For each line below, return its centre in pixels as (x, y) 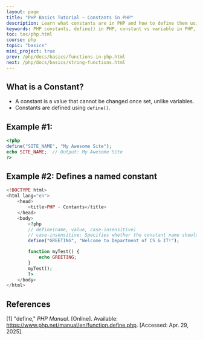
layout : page (23, 12)
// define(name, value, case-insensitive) (82, 229)
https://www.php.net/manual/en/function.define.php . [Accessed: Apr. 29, (98, 325)
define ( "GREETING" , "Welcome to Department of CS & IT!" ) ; (104, 241)
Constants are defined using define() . (63, 108)
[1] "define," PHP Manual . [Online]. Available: (62, 319)
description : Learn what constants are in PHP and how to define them (97, 23)
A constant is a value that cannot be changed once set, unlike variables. (105, 101)
